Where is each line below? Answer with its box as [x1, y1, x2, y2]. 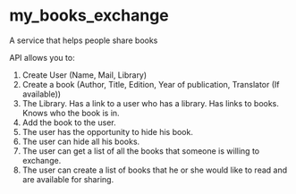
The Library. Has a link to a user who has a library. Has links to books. [21, 97, 280, 108]
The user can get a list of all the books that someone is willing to [21, 145, 260, 156]
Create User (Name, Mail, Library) [21, 69, 148, 80]
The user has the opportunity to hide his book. [21, 126, 194, 137]
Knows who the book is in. [21, 107, 120, 118]
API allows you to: [9, 52, 75, 63]
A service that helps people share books [9, 35, 158, 46]
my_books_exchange [9, 5, 170, 26]
